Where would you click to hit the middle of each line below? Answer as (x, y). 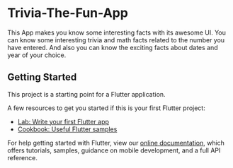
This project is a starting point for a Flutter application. (86, 94)
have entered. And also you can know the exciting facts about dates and (113, 47)
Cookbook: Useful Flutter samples (67, 129)
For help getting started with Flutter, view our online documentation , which (116, 143)
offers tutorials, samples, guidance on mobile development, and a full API (114, 150)
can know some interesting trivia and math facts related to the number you (116, 40)
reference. (22, 157)
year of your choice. (37, 55)
